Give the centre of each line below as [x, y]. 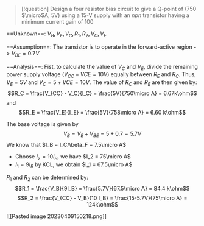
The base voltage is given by [43, 124]
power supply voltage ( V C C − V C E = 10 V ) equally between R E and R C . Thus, [101, 75]
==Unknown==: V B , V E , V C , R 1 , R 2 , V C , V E [56, 34]
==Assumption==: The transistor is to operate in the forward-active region [100, 47]
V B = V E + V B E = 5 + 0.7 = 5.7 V [102, 134]
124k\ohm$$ [102, 205]
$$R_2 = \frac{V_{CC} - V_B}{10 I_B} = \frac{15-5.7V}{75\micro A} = [102, 198]
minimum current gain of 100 [57, 22]
